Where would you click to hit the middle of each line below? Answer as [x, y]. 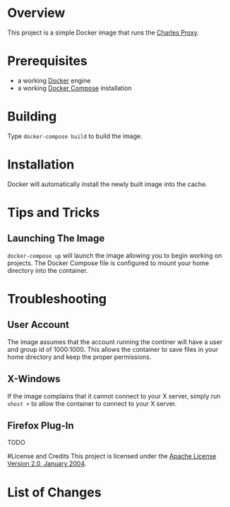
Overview [36, 13]
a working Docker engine [54, 80]
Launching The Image [56, 239]
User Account [38, 325]
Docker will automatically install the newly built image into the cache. [108, 184]
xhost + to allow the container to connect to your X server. [92, 403]
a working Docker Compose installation [74, 88]
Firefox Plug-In [41, 426]
